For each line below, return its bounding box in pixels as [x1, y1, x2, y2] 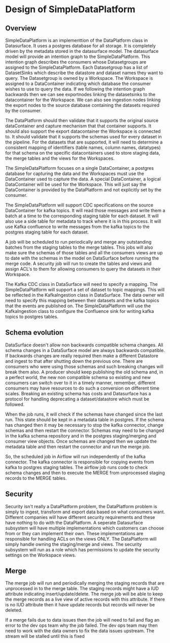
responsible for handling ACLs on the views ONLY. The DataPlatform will [5, 536, 157, 542]
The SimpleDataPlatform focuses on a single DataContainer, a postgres [5, 165, 154, 171]
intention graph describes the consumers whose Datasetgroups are [5, 59, 147, 65]
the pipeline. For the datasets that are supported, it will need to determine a [5, 139, 163, 145]
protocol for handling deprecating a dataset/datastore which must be [5, 396, 150, 402]
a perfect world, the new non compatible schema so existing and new [5, 374, 151, 380]
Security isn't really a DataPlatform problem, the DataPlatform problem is [5, 503, 157, 509]
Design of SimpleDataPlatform [5, 4, 135, 15]
